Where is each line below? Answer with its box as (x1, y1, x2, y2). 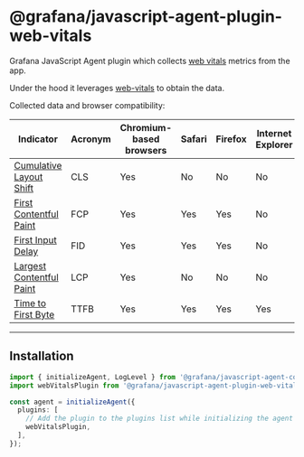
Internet (256, 126, 292, 139)
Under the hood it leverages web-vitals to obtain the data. (9, 82, 224, 93)
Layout (14, 170, 43, 182)
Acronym (71, 133, 111, 145)
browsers (125, 144, 167, 156)
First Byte (14, 308, 55, 321)
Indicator (17, 133, 59, 145)
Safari (180, 133, 208, 145)
